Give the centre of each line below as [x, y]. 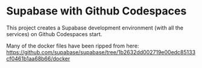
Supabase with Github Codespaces [96, 11]
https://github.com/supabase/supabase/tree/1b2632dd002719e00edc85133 [101, 52]
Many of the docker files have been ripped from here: [73, 46]
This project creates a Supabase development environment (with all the [95, 28]
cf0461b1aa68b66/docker [38, 58]
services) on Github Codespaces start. [54, 34]
